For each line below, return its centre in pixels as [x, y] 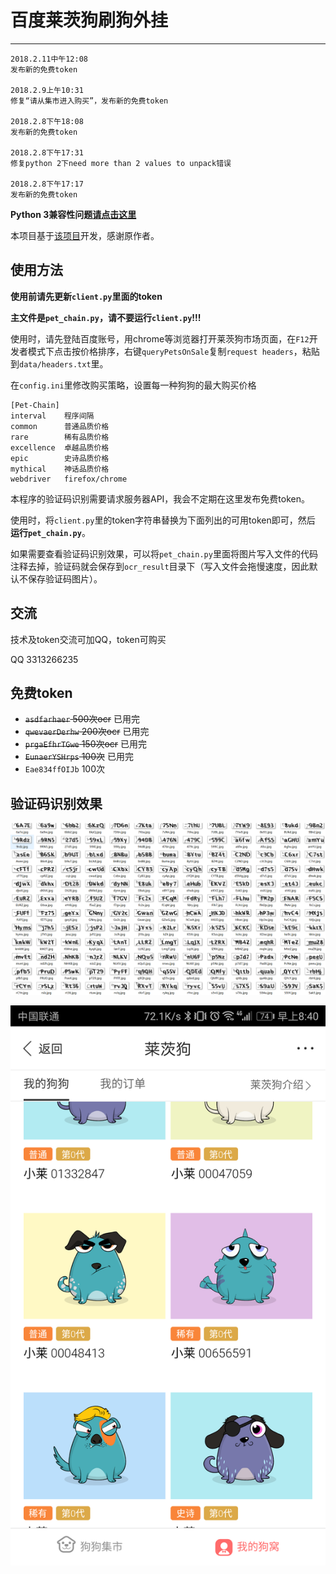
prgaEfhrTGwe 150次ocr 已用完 [86, 744]
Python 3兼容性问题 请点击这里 [73, 214]
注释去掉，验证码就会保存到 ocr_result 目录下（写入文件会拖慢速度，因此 [160, 566]
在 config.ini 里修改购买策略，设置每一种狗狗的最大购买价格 [133, 385]
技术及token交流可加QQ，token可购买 [88, 639]
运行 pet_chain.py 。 [50, 532]
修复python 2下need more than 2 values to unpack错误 [121, 163]
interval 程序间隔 [52, 416]
